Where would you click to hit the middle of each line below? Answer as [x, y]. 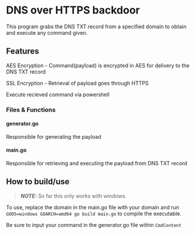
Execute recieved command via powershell [58, 94]
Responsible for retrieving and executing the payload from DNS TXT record [97, 163]
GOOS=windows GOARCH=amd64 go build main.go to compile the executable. [94, 213]
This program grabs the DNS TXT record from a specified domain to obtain [96, 26]
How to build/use [38, 182]
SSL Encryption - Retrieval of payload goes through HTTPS [77, 83]
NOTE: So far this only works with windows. [73, 196]
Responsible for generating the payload [54, 136]
